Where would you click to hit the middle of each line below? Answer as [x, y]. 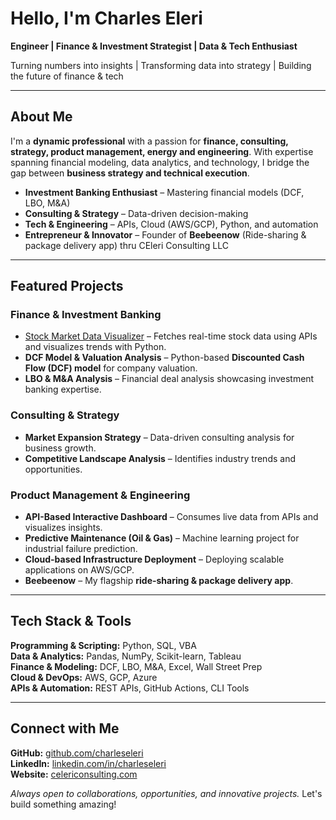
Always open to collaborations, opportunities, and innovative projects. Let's [166, 793]
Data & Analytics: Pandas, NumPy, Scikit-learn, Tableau [126, 656]
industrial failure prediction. [81, 549]
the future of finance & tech [67, 76]
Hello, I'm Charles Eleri [106, 18]
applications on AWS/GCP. [79, 570]
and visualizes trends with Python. [95, 347]
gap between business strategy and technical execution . [130, 173]
